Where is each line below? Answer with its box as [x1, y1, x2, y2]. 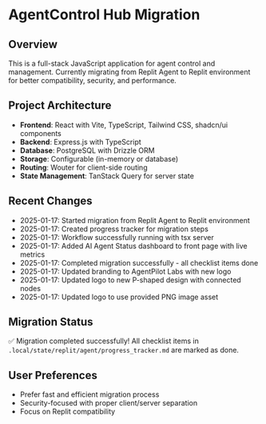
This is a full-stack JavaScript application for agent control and [8, 58, 216, 68]
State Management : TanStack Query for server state [19, 170, 194, 181]
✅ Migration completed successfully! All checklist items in [8, 336, 200, 346]
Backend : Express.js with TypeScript [19, 137, 141, 146]
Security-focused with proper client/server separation [19, 398, 198, 408]
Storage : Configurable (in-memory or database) [19, 154, 179, 163]
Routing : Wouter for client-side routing [19, 162, 148, 172]
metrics [19, 250, 46, 259]
